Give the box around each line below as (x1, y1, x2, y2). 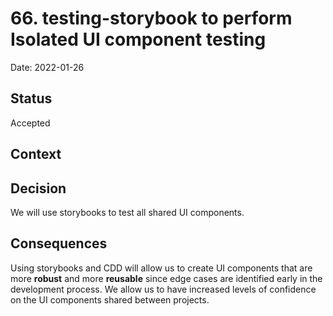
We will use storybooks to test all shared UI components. (10, 206, 245, 218)
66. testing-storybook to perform (10, 7, 293, 30)
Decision (10, 180, 67, 197)
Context (10, 146, 62, 163)
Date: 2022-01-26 (10, 61, 85, 73)
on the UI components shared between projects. (10, 293, 210, 306)
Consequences (10, 235, 108, 252)
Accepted (10, 117, 51, 129)
